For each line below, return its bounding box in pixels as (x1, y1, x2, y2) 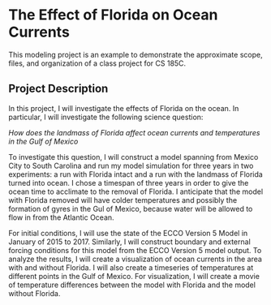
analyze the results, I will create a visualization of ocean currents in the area (8, 254, 262, 264)
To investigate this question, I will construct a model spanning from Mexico (8, 152, 259, 161)
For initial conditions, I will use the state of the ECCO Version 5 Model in (8, 228, 248, 238)
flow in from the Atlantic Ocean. (8, 213, 115, 222)
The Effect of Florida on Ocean (8, 6, 218, 24)
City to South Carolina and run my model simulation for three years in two (8, 161, 254, 170)
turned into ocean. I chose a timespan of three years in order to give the (8, 178, 249, 187)
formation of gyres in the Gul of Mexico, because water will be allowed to (8, 204, 253, 213)
